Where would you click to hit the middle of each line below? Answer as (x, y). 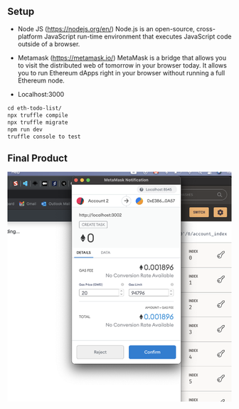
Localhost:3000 (41, 94)
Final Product (37, 158)
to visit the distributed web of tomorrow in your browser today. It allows (122, 65)
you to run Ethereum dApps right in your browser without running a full (121, 73)
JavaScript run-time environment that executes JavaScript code (138, 36)
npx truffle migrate (38, 122)
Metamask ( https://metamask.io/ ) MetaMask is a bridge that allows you (122, 58)
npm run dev (25, 129)
